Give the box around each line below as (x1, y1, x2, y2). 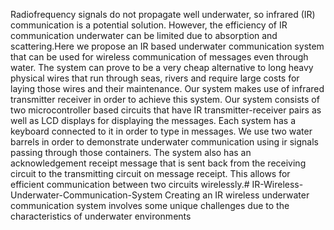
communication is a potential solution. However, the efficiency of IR (10, 19, 288, 31)
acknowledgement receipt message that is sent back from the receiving (10, 157, 307, 169)
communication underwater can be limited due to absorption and (10, 30, 278, 41)
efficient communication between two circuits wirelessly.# (10, 179, 250, 190)
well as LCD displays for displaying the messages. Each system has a (10, 115, 297, 126)
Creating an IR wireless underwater (164, 189, 310, 201)
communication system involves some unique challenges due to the (10, 200, 290, 211)
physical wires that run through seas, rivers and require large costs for (10, 72, 300, 84)
